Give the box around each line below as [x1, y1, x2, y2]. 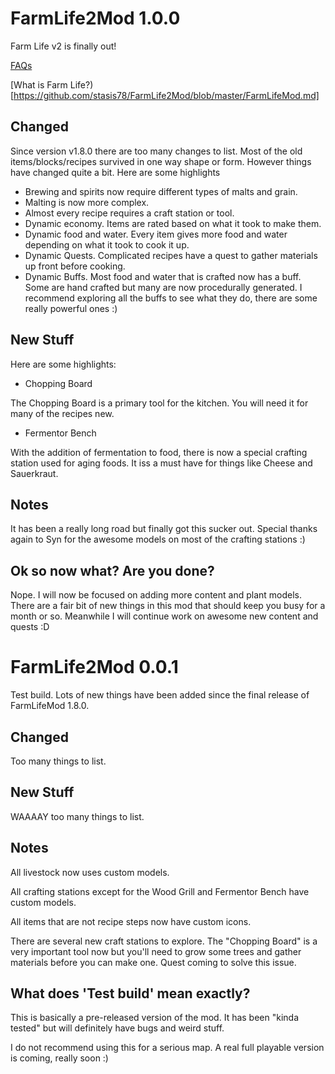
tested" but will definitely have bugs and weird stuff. [10, 1022, 225, 1034]
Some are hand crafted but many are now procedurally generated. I [24, 281, 303, 293]
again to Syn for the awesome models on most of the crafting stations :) [10, 533, 306, 546]
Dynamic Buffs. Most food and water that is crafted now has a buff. [24, 270, 302, 282]
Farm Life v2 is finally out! [10, 40, 117, 52]
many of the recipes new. [10, 407, 115, 419]
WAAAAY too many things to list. [10, 810, 145, 822]
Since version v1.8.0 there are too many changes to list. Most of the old [10, 145, 303, 157]
